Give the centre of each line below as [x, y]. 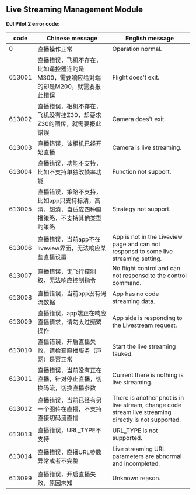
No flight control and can [146, 268]
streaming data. [134, 301]
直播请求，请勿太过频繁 [70, 322]
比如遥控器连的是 [61, 68]
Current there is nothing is [148, 375]
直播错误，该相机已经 [67, 143]
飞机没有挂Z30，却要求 [70, 115]
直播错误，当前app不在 [69, 239]
